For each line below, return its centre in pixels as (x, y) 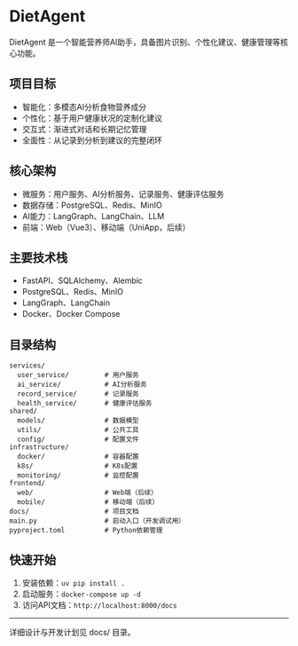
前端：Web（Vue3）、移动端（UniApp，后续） (106, 227)
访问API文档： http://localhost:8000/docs (99, 605)
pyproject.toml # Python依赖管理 (86, 531)
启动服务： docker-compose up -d (81, 594)
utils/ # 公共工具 (78, 430)
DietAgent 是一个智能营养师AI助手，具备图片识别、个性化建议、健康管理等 (145, 42)
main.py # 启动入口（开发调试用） (97, 521)
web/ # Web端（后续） (87, 493)
